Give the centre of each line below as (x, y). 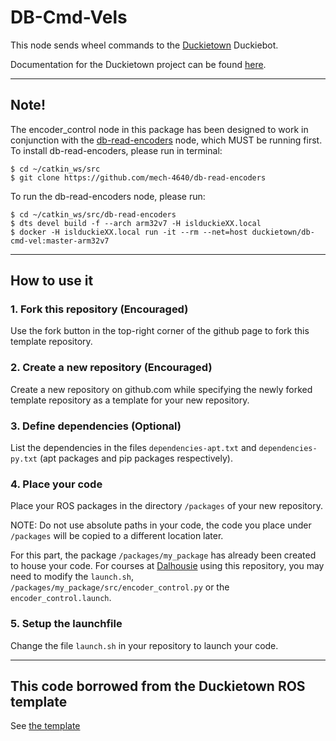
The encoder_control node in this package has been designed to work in (159, 129)
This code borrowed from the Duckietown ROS (158, 686)
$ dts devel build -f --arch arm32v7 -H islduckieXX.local (136, 223)
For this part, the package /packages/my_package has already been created (163, 555)
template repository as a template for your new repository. (130, 400)
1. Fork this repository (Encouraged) (99, 309)
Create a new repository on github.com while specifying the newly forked (161, 389)
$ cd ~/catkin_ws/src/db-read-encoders (93, 214)
